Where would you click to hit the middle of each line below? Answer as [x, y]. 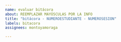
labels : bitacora [23, 23]
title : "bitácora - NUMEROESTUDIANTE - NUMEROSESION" [61, 19]
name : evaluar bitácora [29, 10]
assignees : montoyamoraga [31, 28]
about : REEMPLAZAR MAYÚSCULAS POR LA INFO [49, 14]
